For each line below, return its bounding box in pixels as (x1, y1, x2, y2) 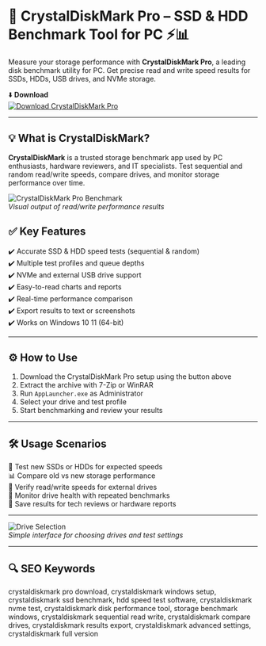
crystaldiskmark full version (8, 629, 99, 638)
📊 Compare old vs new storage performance (8, 471, 156, 480)
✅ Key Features (8, 225, 86, 239)
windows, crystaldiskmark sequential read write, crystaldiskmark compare (8, 612, 251, 621)
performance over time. (8, 178, 85, 187)
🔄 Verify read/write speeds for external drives (8, 483, 158, 492)
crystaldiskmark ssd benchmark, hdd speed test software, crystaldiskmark (8, 595, 253, 605)
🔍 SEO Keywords (8, 562, 96, 575)
